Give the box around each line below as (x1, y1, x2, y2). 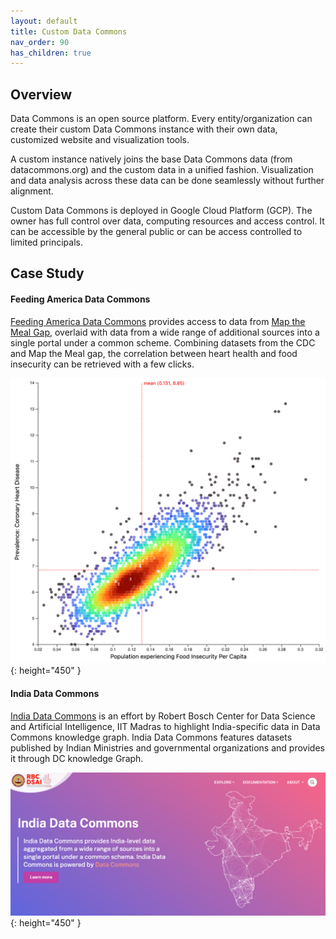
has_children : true (10, 48, 92, 58)
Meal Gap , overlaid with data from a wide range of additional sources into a (10, 326, 320, 338)
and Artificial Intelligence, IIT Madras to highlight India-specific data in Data (10, 720, 321, 732)
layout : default (10, 16, 78, 26)
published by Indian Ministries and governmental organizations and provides (10, 741, 325, 754)
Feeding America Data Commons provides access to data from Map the (10, 315, 306, 327)
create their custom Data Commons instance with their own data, (10, 123, 278, 135)
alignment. (10, 185, 54, 197)
